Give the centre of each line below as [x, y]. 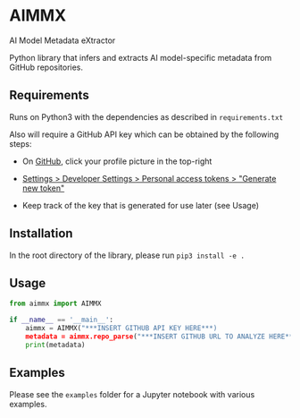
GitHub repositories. [46, 67]
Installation [41, 234]
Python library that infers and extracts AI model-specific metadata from [141, 57]
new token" [43, 188]
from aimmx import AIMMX [55, 304]
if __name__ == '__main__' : [62, 320]
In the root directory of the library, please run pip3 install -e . [127, 255]
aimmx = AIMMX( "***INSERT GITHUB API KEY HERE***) [121, 328]
